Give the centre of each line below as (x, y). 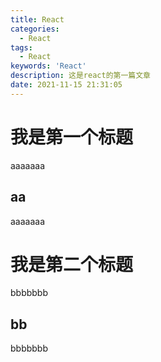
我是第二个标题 (72, 264)
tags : (21, 47)
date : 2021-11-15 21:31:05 (66, 85)
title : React (37, 19)
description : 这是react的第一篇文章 (80, 76)
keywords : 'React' (48, 66)
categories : (35, 29)
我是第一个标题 (72, 137)
